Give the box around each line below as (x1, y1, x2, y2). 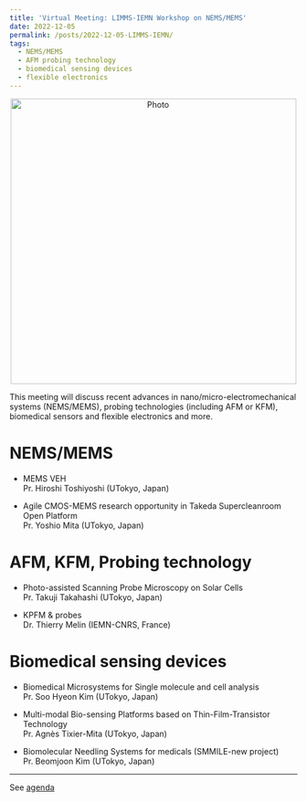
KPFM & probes (22, 609, 82, 620)
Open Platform (22, 510, 78, 521)
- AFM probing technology (17, 56, 117, 65)
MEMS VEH (22, 472, 67, 484)
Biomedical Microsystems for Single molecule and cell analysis (22, 681, 259, 692)
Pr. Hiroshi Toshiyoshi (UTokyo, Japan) (22, 482, 170, 493)
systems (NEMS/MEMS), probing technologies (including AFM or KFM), (9, 401, 279, 412)
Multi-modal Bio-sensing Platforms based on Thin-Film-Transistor (22, 709, 270, 720)
